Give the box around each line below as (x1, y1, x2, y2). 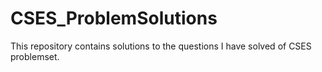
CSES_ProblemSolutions (10, 7, 218, 30)
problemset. (10, 50, 60, 62)
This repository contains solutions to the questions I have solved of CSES (10, 40, 312, 52)
